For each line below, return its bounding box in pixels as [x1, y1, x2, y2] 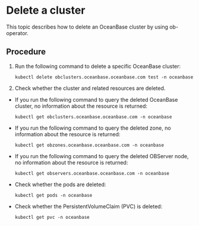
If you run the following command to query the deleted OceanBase [14, 96, 178, 103]
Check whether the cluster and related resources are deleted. [14, 84, 166, 92]
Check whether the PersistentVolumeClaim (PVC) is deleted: [14, 203, 163, 210]
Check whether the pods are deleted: [14, 181, 106, 188]
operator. [6, 29, 29, 36]
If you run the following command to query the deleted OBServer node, [14, 152, 189, 159]
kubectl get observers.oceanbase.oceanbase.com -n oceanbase [14, 170, 170, 176]
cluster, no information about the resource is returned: [14, 102, 147, 109]
